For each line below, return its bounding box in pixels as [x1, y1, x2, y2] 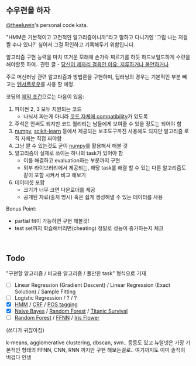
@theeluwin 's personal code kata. [6, 21, 88, 28]
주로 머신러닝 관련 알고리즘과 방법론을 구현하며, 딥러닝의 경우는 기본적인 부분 [6, 73, 181, 80]
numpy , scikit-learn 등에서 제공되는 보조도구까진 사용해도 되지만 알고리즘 [14, 127, 183, 134]
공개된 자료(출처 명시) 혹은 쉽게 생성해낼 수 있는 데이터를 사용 [23, 193, 163, 201]
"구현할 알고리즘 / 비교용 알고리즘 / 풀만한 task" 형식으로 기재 [6, 269, 146, 277]
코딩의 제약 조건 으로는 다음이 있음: [6, 93, 84, 100]
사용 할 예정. [46, 80, 75, 87]
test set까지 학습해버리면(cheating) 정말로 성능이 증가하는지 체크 [14, 225, 164, 232]
